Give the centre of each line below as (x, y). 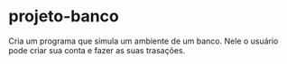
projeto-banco (64, 16)
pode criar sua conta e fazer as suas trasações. (97, 50)
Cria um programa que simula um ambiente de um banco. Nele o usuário (143, 41)
